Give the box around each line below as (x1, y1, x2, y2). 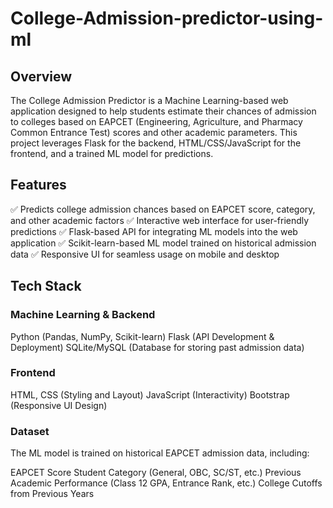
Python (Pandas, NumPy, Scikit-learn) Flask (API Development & (10, 330, 275, 342)
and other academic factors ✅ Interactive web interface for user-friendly (10, 214, 310, 226)
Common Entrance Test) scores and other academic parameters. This (10, 127, 298, 138)
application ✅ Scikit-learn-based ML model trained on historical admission (10, 237, 317, 249)
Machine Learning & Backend (10, 308, 156, 322)
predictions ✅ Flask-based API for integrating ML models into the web (10, 225, 298, 237)
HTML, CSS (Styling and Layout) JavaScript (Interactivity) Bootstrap (10, 388, 290, 401)
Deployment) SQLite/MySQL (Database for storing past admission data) (10, 341, 305, 353)
